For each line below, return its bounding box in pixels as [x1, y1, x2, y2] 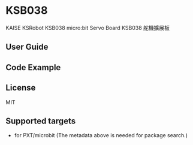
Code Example [5, 62, 61, 72]
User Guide [5, 42, 49, 52]
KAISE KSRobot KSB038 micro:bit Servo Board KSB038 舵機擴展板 [5, 24, 170, 31]
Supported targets [5, 116, 76, 126]
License [5, 83, 36, 93]
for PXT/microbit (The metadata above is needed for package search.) [14, 132, 188, 139]
